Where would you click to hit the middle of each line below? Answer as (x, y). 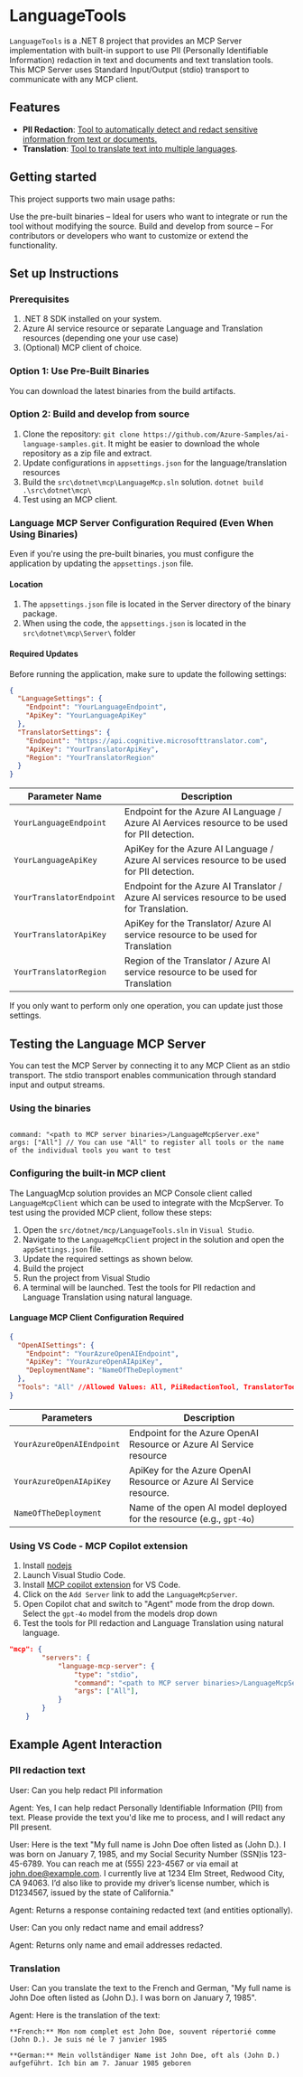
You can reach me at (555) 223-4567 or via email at (142, 1864)
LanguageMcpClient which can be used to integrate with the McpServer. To (147, 1202)
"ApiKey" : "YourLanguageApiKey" (86, 716)
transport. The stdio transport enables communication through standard (143, 1075)
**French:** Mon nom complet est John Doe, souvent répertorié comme (143, 2031)
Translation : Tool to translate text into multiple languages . (130, 148)
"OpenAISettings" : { (56, 1345)
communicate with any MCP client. (74, 79)
